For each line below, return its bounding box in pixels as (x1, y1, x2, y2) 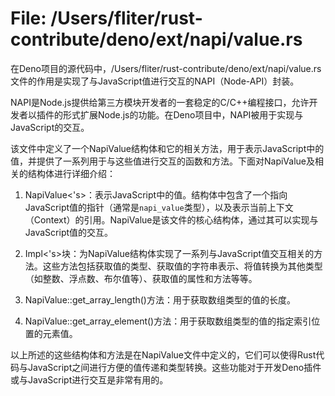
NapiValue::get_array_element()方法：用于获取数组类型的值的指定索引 (24, 315, 312, 327)
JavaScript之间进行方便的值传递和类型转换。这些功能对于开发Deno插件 (27, 361, 322, 373)
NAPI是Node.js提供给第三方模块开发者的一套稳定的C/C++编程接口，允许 (10, 96, 310, 108)
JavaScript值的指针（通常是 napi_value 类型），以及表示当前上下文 (24, 201, 294, 213)
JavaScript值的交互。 (24, 226, 114, 238)
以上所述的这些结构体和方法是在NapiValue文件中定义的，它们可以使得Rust (10, 348, 317, 361)
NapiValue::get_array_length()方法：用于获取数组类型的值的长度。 (24, 293, 296, 306)
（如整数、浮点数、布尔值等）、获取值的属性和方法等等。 (24, 272, 258, 284)
